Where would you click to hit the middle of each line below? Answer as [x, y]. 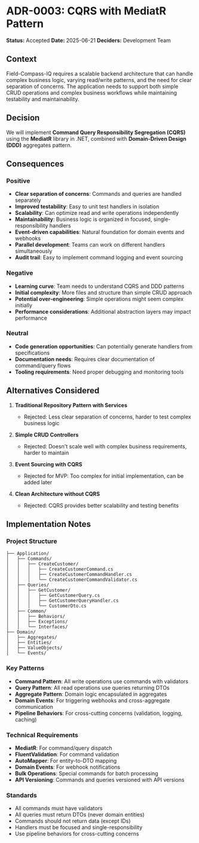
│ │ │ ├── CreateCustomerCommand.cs [60, 569]
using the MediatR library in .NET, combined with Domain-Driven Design [96, 138]
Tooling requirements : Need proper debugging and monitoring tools [99, 372]
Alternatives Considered [53, 391]
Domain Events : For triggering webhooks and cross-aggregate [92, 700]
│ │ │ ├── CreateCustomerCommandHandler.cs [69, 575]
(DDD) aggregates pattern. [39, 145]
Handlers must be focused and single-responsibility [79, 827]
